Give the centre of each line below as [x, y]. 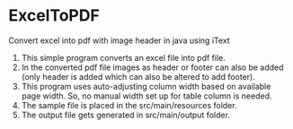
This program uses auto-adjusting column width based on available [146, 86]
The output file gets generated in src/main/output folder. [126, 115]
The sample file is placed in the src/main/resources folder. [129, 105]
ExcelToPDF [54, 16]
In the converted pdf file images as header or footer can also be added [152, 67]
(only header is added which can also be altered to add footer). [138, 76]
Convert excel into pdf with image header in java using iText [119, 40]
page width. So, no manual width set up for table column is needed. [146, 96]
